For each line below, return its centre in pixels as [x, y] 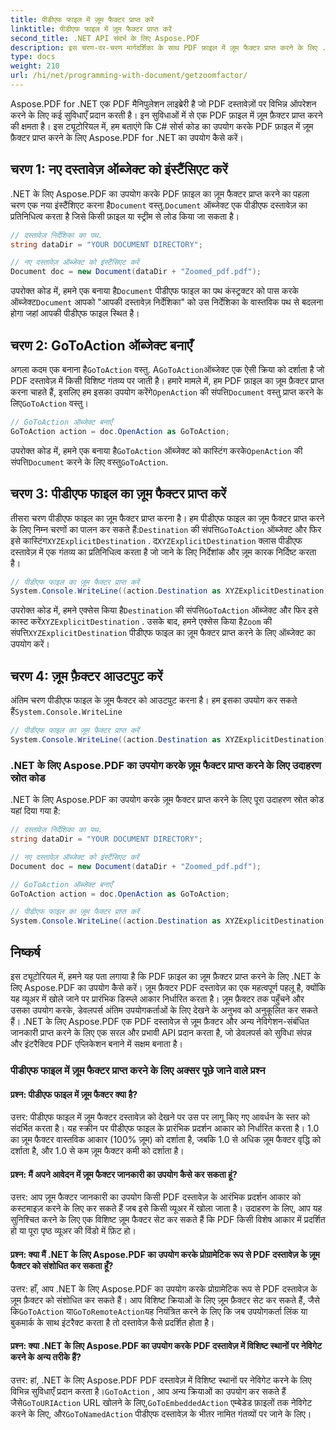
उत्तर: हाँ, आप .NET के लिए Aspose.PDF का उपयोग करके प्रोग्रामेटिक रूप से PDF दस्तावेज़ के [164, 1288]
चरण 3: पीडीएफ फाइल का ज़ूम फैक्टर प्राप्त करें [118, 494]
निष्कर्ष [25, 952]
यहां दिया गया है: [35, 811]
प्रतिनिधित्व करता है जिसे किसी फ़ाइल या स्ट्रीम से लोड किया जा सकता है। [125, 216]
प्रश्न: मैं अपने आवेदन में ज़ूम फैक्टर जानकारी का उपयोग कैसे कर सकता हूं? [124, 1174]
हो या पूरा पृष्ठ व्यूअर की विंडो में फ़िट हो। [73, 1231]
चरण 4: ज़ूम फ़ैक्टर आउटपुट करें [86, 676]
